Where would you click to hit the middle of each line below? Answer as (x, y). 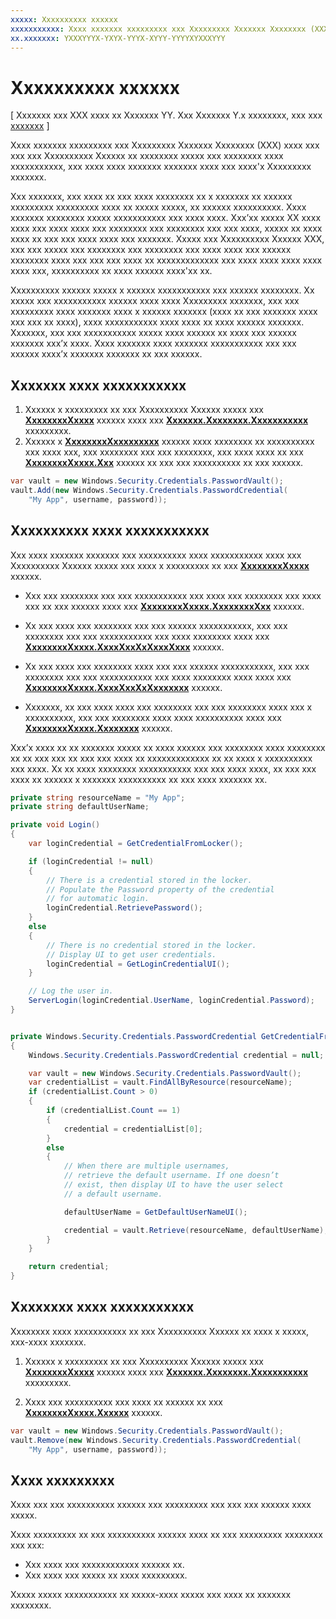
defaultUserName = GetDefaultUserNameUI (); (155, 1212)
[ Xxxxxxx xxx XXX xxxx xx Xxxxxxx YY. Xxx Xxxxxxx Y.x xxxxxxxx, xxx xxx (166, 115)
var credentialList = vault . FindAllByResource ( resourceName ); (160, 1082)
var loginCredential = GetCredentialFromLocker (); (136, 844)
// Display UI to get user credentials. (131, 954)
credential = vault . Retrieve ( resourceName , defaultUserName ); (196, 1230)
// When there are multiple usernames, (146, 1166)
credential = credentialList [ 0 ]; (133, 1129)
